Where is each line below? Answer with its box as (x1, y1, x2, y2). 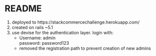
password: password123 (19, 40, 69, 46)
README (4, 3, 42, 14)
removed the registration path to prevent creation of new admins (19, 45, 152, 51)
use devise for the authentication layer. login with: (11, 29, 113, 35)
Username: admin (19, 35, 55, 41)
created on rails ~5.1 (11, 24, 53, 30)
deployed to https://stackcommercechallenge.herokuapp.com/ (11, 19, 140, 25)
